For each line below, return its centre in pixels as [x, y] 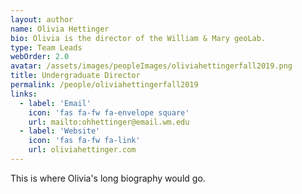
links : [24, 94]
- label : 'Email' [55, 103]
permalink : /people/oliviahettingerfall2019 [104, 85]
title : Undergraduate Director [75, 76]
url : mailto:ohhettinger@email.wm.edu [109, 122]
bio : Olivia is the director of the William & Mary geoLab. [138, 38]
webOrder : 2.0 [40, 57]
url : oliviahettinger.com [82, 150]
